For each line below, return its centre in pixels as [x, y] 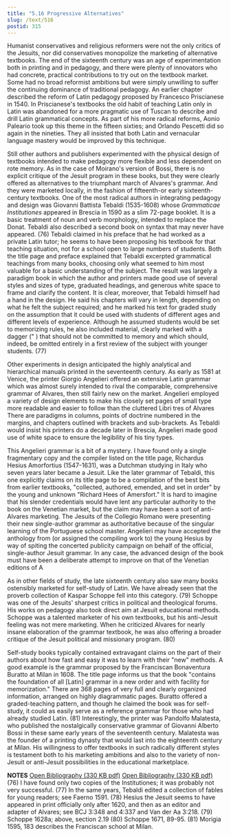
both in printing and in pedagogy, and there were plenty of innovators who [112, 68]
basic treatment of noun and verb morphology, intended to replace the [107, 220]
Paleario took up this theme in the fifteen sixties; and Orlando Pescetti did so [115, 126]
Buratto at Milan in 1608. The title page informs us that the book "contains [111, 675]
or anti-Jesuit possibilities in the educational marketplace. [108, 762]
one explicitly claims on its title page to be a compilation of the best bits [108, 480]
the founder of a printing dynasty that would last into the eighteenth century [114, 740]
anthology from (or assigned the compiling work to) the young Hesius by [110, 538]
